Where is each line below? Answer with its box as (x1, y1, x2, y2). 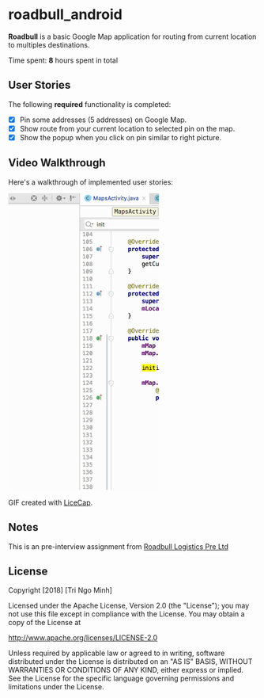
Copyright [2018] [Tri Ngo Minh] (8, 585, 113, 595)
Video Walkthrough (8, 156, 106, 170)
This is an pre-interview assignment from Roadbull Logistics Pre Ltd (8, 541, 229, 551)
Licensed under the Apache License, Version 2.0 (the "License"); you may (8, 601, 250, 611)
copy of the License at (8, 618, 81, 627)
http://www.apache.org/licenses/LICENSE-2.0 (8, 633, 158, 643)
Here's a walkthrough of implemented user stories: (8, 177, 174, 187)
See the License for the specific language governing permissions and (8, 673, 235, 683)
